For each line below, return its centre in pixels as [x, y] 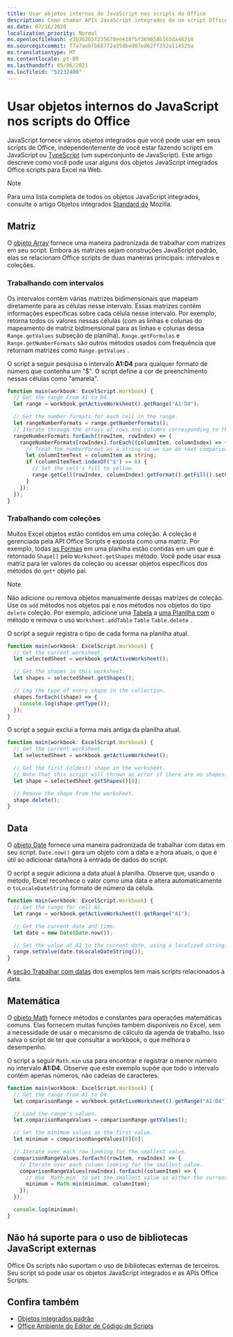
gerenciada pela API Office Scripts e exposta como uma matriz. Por [103, 541]
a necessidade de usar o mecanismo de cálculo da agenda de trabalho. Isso [116, 1032]
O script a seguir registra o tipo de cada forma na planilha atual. [98, 633]
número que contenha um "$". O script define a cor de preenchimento [107, 371]
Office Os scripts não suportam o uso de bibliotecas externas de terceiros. [114, 1265]
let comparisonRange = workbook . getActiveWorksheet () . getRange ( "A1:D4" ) [121, 1101]
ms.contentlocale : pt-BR [43, 59]
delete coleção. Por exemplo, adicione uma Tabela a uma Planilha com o [111, 612]
